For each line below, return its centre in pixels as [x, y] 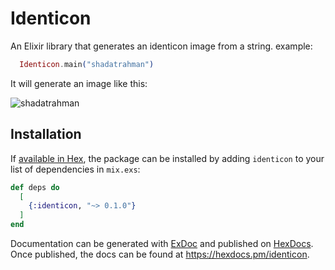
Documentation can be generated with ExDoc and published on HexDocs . [162, 243]
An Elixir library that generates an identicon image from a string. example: [161, 46]
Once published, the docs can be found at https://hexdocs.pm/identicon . [160, 254]
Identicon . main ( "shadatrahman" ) [87, 64]
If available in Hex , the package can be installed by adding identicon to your [167, 158]
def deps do [35, 187]
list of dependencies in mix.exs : [75, 169]
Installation [46, 134]
